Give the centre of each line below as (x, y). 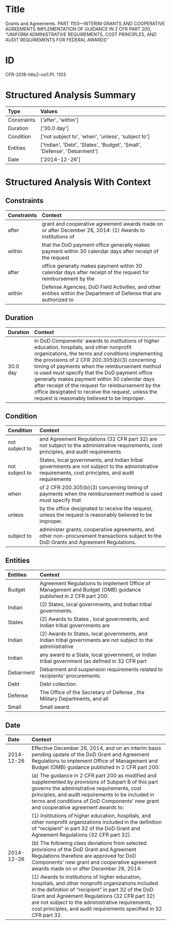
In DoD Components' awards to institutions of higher (97, 341)
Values (49, 111)
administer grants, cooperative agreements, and (97, 530)
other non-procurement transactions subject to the (101, 536)
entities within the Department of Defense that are (102, 293)
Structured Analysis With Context (78, 182)
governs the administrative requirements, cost (86, 788)
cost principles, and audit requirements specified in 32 (97, 909)
